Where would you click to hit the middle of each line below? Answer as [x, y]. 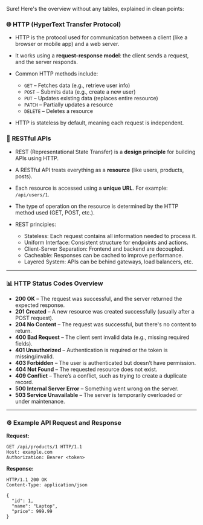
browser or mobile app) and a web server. [67, 44]
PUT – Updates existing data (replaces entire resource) [91, 98]
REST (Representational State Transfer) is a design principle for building [105, 152]
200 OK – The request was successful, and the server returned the [98, 298]
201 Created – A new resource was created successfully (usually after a [105, 311]
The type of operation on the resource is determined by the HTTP [97, 206]
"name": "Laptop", [35, 506]
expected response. [40, 305]
